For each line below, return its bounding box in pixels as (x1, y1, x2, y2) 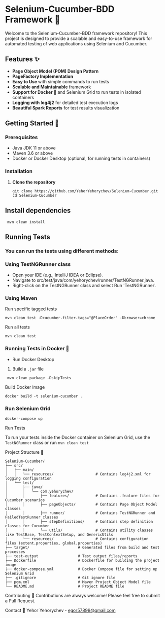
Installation (5, 168, 33, 175)
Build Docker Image (5, 384, 45, 390)
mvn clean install (7, 219, 45, 224)
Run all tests (5, 324, 30, 330)
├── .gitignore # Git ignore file (5, 576, 116, 581)
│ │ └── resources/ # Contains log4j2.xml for (5, 472, 151, 477)
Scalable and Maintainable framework (12, 84, 91, 90)
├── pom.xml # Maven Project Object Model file (5, 580, 151, 585)
